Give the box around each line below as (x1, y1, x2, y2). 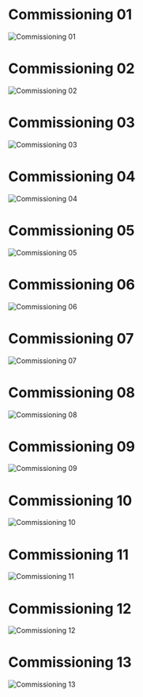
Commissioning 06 (8, 275, 136, 293)
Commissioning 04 (8, 168, 136, 186)
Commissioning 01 (8, 6, 133, 24)
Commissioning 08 (8, 383, 136, 401)
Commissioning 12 (8, 599, 132, 618)
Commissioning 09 (8, 438, 136, 455)
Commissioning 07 (8, 329, 134, 347)
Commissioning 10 (8, 492, 133, 509)
